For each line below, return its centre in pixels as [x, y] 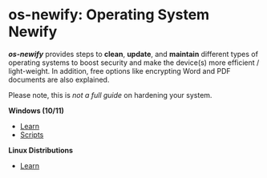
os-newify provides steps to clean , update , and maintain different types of [133, 54]
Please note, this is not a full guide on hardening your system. [110, 95]
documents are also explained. [59, 79]
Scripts [32, 135]
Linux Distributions [41, 150]
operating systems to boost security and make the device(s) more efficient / [134, 63]
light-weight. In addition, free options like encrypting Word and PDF [119, 71]
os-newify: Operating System [109, 15]
